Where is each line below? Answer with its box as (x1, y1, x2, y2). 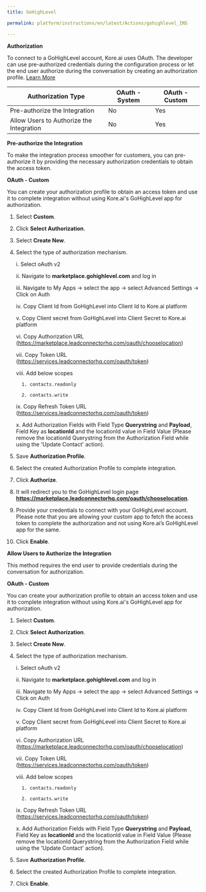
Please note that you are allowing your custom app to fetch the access (15, 512, 194, 520)
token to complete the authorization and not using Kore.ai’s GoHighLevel (15, 519, 198, 527)
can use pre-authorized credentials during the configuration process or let (7, 61, 194, 68)
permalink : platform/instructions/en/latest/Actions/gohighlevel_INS (7, 20, 188, 26)
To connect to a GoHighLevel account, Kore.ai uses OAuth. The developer (7, 54, 193, 61)
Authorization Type (27, 92, 85, 100)
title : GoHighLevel (7, 9, 57, 15)
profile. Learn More (7, 73, 56, 81)
